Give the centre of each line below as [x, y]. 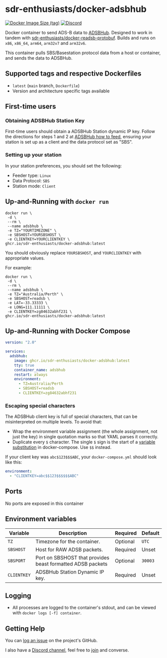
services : [15, 351]
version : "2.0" [21, 342]
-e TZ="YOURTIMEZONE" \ [32, 230]
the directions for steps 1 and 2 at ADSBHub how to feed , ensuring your [78, 137]
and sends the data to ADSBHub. [39, 58]
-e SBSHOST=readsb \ [29, 298]
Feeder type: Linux [32, 175]
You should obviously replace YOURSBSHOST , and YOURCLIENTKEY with [73, 252]
